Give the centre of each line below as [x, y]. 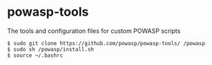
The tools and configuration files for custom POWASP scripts [94, 31]
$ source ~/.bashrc [35, 55]
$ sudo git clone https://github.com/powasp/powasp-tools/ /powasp [106, 43]
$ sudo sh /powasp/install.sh [51, 49]
